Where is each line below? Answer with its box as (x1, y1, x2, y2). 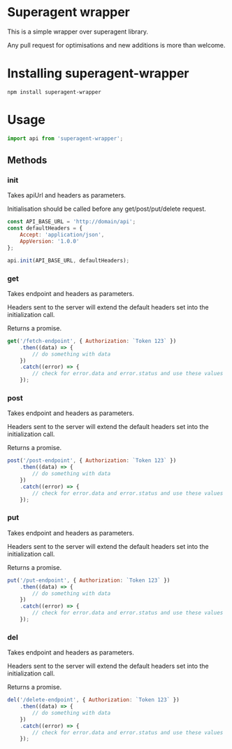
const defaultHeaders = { (7, 225, 82, 232)
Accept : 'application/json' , (20, 232, 105, 239)
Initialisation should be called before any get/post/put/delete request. (7, 204, 206, 213)
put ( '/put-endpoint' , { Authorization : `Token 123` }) (7, 577, 171, 584)
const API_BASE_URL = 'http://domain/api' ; (7, 218, 136, 225)
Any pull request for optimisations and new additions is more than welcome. (7, 41, 226, 49)
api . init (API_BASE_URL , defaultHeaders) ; (7, 257, 130, 264)
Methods (7, 155, 48, 167)
